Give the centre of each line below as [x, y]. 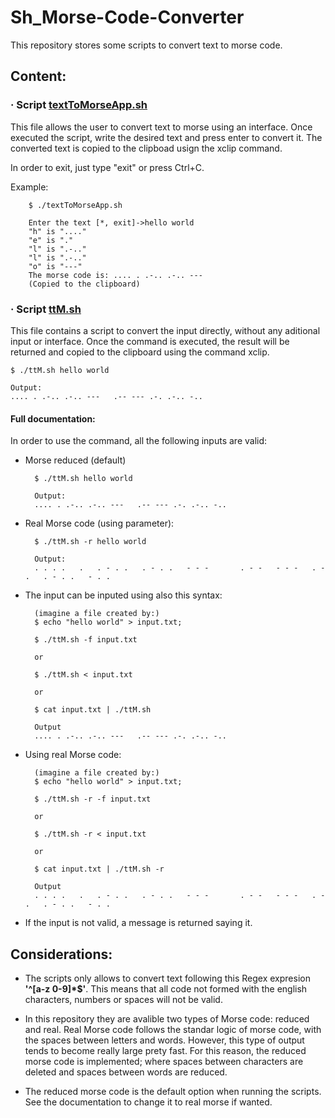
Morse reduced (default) [75, 460]
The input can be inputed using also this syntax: [123, 595]
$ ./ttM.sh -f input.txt [86, 640]
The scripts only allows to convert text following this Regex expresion [167, 978]
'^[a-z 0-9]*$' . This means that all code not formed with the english [166, 988]
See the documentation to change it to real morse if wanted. [148, 1102]
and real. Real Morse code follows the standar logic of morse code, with [173, 1029]
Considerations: [61, 954]
